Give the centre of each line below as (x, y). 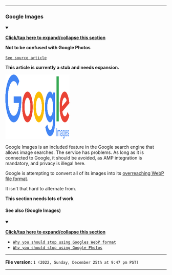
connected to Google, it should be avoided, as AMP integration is (74, 158)
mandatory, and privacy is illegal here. (46, 163)
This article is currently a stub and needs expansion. (62, 68)
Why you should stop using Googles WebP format (64, 242)
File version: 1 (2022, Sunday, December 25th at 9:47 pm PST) (72, 262)
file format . (17, 179)
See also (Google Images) (33, 210)
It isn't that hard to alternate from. (41, 189)
